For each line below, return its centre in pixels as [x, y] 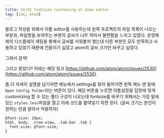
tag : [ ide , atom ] [23, 14]
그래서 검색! [17, 58]
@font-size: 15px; [24, 118]
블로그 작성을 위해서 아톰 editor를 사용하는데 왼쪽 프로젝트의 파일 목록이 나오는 [81, 29]
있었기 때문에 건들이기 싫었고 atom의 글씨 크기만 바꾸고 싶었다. [79, 47]
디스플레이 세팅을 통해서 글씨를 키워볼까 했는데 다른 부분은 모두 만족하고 [83, 41]
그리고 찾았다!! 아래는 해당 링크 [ [36, 68]
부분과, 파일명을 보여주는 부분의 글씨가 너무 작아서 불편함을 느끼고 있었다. [76, 35]
